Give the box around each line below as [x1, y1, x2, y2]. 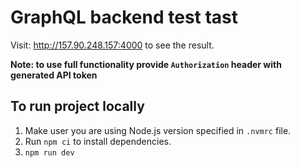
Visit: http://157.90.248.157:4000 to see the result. [10, 39, 215, 51]
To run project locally [10, 98, 145, 115]
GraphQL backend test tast [10, 6, 239, 29]
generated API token [10, 69, 98, 81]
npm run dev [24, 147, 75, 158]
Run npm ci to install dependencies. [24, 135, 172, 147]
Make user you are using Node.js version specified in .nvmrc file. [24, 124, 292, 136]
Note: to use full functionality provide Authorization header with [10, 58, 282, 70]
